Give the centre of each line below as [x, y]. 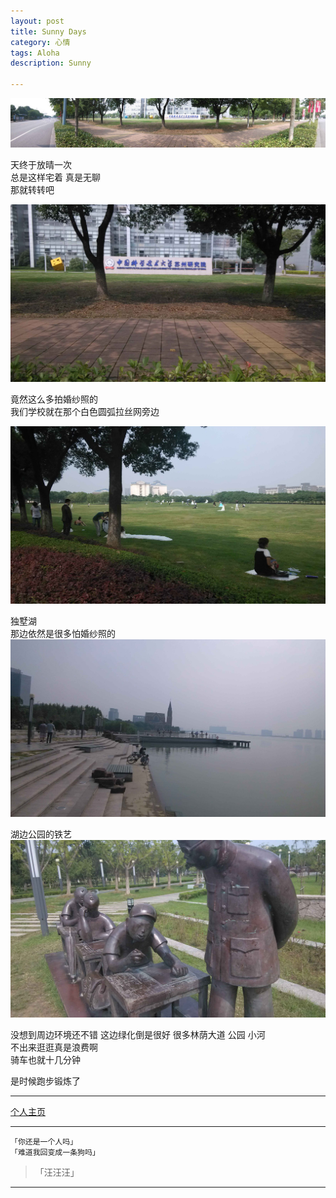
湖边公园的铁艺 [41, 834]
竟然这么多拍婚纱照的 [54, 399]
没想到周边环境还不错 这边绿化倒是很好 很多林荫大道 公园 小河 [138, 1034]
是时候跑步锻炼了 [45, 1081]
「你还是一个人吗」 [44, 1141]
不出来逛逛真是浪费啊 [54, 1047]
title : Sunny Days [48, 31]
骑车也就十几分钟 [45, 1059]
